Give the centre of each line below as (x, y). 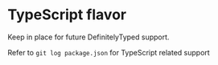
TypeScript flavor (67, 15)
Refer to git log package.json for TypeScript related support (109, 52)
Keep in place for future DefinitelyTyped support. (88, 37)
